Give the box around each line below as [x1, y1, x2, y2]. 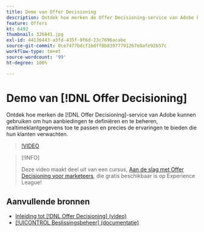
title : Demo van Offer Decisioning [6, 9, 97, 15]
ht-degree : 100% [6, 60, 47, 66]
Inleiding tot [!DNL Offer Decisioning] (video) [15, 213, 127, 220]
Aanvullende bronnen [6, 196, 90, 206]
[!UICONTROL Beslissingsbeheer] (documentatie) [15, 219, 140, 227]
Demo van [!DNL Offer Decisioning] [6, 91, 188, 105]
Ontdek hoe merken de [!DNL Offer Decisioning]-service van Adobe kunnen [6, 111, 196, 118]
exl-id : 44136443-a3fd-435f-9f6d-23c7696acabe [6, 37, 126, 43]
